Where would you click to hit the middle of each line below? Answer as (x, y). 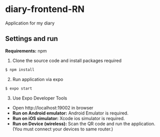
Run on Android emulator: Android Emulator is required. (70, 113)
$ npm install (20, 69)
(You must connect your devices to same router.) (63, 129)
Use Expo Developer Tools (40, 98)
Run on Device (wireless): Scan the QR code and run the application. (84, 123)
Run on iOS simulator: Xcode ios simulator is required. (68, 118)
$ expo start (19, 88)
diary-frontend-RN (45, 9)
